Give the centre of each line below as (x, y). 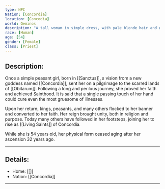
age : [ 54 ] (15, 38)
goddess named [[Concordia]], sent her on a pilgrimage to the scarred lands (82, 83)
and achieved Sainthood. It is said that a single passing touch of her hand (79, 94)
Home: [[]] (23, 171)
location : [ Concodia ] (27, 19)
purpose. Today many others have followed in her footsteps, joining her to (80, 119)
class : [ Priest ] (22, 46)
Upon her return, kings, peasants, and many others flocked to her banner (79, 109)
